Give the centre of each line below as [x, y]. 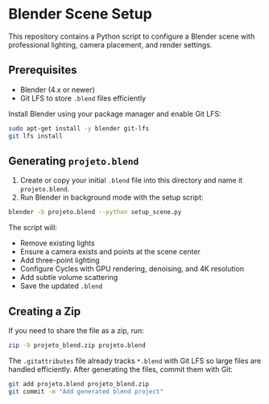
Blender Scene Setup [81, 14]
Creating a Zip [45, 311]
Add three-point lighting [60, 260]
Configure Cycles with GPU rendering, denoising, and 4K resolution [132, 269]
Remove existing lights [57, 243]
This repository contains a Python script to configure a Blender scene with [132, 36]
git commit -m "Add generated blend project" [86, 391]
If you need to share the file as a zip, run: [77, 330]
